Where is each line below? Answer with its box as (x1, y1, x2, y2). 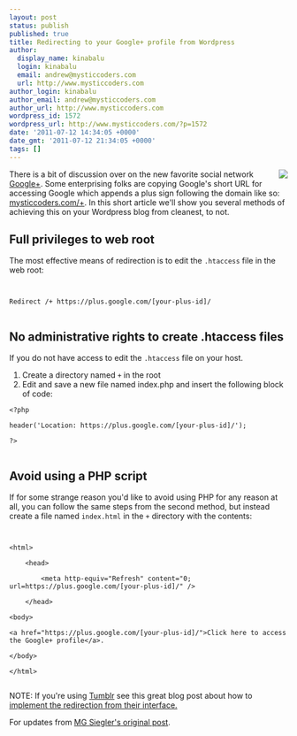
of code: (21, 388, 53, 399)
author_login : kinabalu (9, 87, 97, 96)
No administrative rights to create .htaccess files (9, 329, 285, 344)
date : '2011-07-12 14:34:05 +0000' (9, 128, 141, 137)
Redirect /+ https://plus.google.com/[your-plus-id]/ (9, 297, 212, 306)
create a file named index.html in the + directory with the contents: (9, 510, 253, 522)
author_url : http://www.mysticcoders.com (9, 103, 164, 112)
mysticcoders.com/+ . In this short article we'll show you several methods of (9, 196, 286, 208)
